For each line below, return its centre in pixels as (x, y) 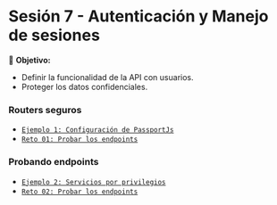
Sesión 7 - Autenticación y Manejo (138, 16)
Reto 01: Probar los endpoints (80, 140)
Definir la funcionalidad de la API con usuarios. (107, 77)
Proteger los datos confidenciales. (84, 86)
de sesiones (54, 35)
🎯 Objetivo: (29, 60)
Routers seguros (45, 110)
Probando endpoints (54, 162)
